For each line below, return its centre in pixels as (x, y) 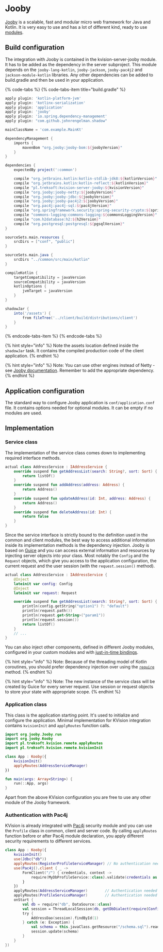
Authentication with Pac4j (36, 815)
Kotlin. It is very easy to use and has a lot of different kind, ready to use (76, 27)
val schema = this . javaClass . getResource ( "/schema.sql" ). (91, 927)
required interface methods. (33, 458)
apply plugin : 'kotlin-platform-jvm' (43, 98)
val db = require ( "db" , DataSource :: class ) (67, 904)
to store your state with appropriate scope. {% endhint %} (63, 692)
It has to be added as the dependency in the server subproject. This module (81, 64)
